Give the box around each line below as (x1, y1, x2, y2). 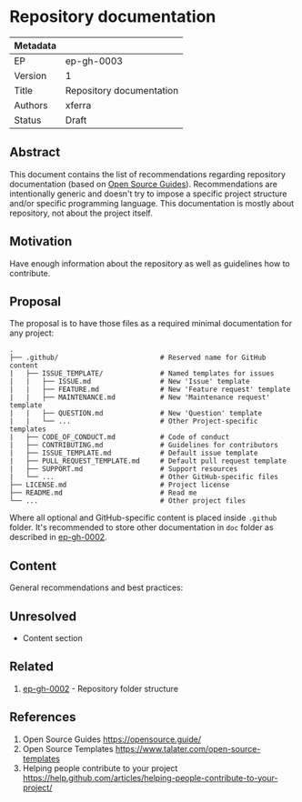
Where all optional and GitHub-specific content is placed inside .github (9, 512, 277, 524)
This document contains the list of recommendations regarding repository (9, 168, 287, 179)
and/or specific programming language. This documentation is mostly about (9, 197, 295, 208)
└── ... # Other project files (9, 496, 247, 506)
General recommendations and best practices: (9, 582, 184, 593)
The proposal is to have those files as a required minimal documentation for (9, 318, 293, 329)
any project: (9, 327, 55, 338)
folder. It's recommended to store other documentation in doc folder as (9, 522, 275, 533)
